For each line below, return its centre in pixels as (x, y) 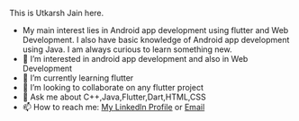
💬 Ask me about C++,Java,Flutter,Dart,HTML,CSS (114, 97)
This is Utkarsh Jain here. (57, 13)
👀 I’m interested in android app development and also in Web (135, 59)
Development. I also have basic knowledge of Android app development (156, 40)
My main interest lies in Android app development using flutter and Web (155, 30)
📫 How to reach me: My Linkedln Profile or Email (113, 107)
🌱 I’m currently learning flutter (78, 78)
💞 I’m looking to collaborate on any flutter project (113, 87)
